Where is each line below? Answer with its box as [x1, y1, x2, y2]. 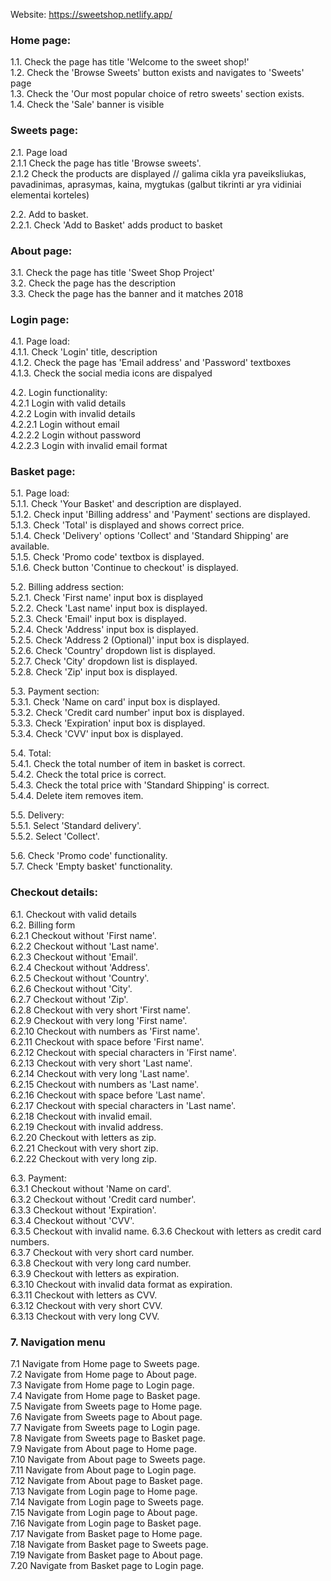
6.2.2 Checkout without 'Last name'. [10, 940, 159, 952]
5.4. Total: [10, 747, 52, 759]
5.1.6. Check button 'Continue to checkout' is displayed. [10, 562, 239, 574]
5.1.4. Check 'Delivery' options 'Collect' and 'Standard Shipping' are [10, 530, 290, 542]
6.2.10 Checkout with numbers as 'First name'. [10, 1025, 200, 1037]
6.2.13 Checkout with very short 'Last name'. [10, 1057, 193, 1069]
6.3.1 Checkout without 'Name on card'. [10, 1182, 172, 1194]
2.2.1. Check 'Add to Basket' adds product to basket [10, 219, 223, 231]
